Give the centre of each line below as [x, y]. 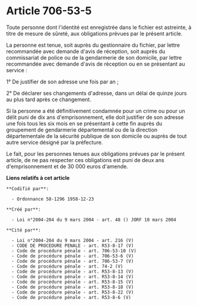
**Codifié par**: [28, 189]
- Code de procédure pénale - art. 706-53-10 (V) [74, 251]
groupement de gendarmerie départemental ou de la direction [82, 130]
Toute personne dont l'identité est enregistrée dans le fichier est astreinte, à [99, 27]
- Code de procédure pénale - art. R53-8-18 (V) [73, 287]
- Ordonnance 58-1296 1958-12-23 [53, 199]
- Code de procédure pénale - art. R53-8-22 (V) [73, 292]
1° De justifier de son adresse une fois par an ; [62, 82]
